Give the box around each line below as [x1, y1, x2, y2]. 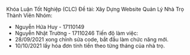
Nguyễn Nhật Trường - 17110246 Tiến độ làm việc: [14, 30, 139, 37]
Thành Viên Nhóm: [6, 12, 53, 19]
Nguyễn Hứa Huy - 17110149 [14, 24, 85, 30]
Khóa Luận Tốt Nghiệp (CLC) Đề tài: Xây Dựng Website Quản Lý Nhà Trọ [6, 6, 185, 12]
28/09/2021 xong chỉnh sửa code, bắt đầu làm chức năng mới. [14, 36, 169, 43]
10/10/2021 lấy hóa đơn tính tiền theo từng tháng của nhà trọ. [14, 42, 165, 49]
